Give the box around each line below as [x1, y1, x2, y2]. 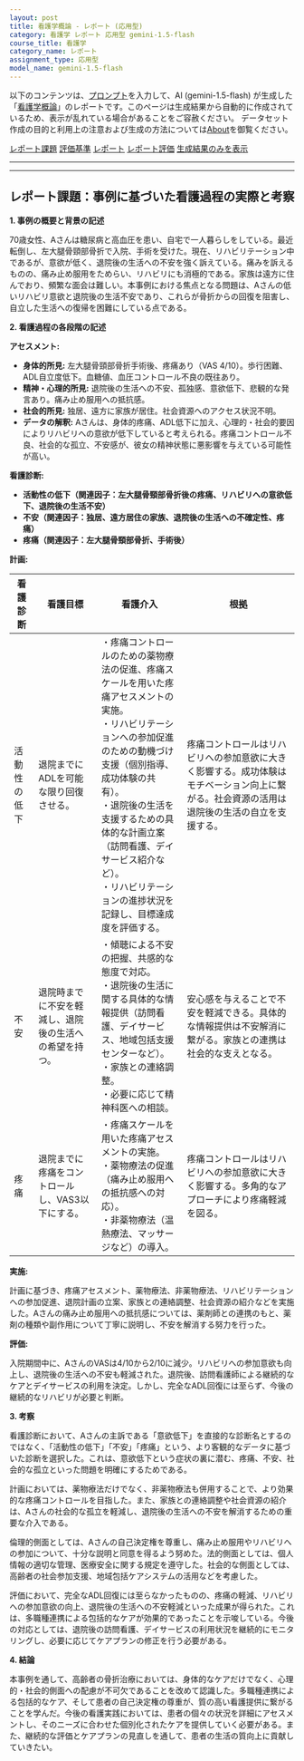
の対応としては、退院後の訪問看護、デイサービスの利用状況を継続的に [9, 1623, 271, 1634]
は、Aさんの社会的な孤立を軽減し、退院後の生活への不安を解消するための [9, 1505, 285, 1516]
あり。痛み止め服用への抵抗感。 [30, 393, 150, 404]
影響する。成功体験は [195, 765, 287, 778]
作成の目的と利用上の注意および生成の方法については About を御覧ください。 [9, 123, 293, 134]
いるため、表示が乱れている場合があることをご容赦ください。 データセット [9, 112, 290, 123]
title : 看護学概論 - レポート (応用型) [9, 22, 143, 31]
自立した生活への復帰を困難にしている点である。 [9, 302, 192, 313]
